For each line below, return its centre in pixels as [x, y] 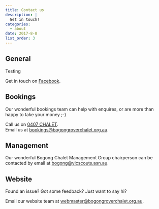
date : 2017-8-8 [21, 33]
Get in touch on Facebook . [33, 81]
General [18, 59]
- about [18, 29]
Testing [13, 71]
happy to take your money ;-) [36, 114]
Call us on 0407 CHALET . [32, 124]
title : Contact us [25, 10]
